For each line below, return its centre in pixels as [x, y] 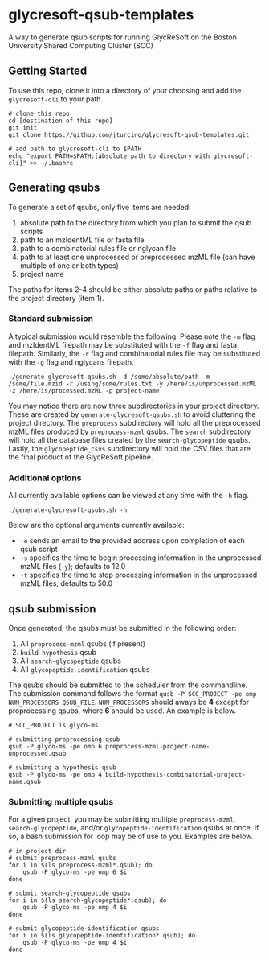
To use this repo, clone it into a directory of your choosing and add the [125, 90]
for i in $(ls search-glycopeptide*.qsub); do [88, 900]
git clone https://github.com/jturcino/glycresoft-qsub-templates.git [129, 134]
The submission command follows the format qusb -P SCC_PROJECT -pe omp [132, 693]
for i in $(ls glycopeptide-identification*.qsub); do [102, 936]
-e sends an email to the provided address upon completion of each [132, 541]
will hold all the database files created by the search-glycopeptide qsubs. [129, 439]
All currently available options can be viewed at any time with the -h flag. [128, 496]
